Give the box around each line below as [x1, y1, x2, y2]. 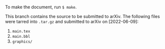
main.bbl [12, 34, 31, 39]
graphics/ [12, 39, 33, 44]
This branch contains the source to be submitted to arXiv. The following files [5, 14, 160, 19]
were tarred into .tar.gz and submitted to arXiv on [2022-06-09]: [5, 19, 139, 24]
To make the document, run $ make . [5, 4, 77, 10]
